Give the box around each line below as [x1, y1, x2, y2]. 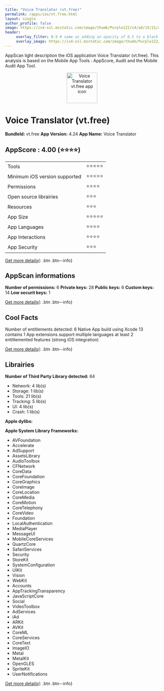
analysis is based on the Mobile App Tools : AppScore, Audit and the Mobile [5, 57, 158, 64]
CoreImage [12, 484, 35, 490]
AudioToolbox [12, 458, 40, 464]
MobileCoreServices [12, 536, 54, 542]
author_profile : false [5, 21, 51, 26]
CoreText [12, 640, 31, 646]
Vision [12, 572, 25, 578]
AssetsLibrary [12, 453, 41, 459]
